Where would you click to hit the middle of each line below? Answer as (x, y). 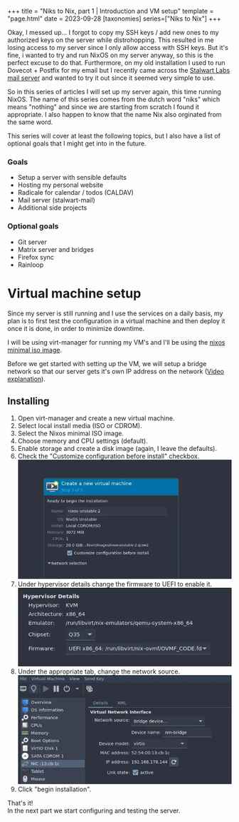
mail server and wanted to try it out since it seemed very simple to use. (111, 78)
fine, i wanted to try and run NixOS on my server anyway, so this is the (110, 55)
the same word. (30, 122)
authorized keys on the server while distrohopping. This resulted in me (111, 40)
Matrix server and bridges (55, 249)
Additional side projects (52, 208)
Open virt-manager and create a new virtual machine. (96, 418)
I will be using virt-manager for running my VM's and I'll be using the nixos (116, 342)
